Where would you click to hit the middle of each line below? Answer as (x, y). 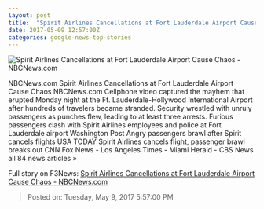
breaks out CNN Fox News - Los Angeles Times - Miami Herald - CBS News (131, 150)
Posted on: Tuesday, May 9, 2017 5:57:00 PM (101, 197)
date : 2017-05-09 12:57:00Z (54, 30)
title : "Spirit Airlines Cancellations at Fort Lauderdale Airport (123, 23)
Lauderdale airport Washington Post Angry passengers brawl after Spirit (125, 134)
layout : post (29, 15)
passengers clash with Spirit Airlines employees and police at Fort (115, 125)
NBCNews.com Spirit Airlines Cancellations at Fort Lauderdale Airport (121, 83)
